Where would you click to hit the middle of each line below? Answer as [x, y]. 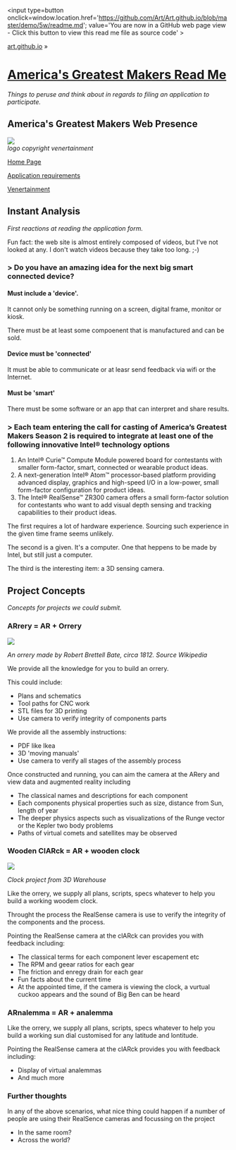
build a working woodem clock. [53, 901]
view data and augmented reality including [69, 782]
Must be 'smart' [31, 393]
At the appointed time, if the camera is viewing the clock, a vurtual [113, 986]
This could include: [35, 682]
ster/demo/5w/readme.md [45, 25]
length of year [38, 810]
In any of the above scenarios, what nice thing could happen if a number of [116, 1111]
